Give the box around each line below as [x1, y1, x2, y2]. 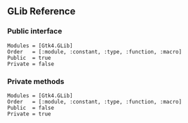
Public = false [7, 104, 54, 111]
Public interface [7, 26, 63, 36]
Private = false [7, 60, 54, 67]
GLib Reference [7, 6, 76, 17]
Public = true [7, 54, 52, 61]
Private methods [7, 76, 65, 86]
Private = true [7, 110, 52, 117]
